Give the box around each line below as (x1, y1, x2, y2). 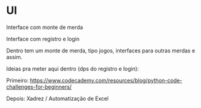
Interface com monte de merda (6, 24, 83, 31)
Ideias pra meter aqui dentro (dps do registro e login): (6, 65, 140, 72)
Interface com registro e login (6, 35, 80, 42)
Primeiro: (6, 77, 29, 84)
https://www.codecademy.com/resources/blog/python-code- (29, 77, 182, 84)
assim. (6, 53, 23, 60)
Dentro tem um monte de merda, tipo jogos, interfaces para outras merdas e (6, 46, 196, 54)
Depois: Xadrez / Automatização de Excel (6, 95, 109, 102)
